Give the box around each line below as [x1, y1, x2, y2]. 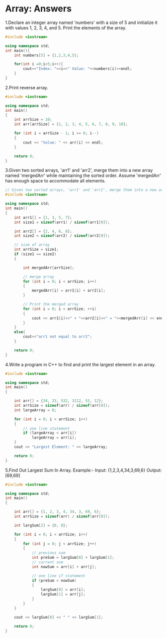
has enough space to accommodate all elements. [5, 178, 106, 184]
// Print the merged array [23, 302, 79, 307]
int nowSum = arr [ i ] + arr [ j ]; [31, 564, 97, 569]
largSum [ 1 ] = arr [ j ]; [40, 592, 85, 597]
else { [14, 329, 26, 334]
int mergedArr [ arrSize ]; [23, 265, 75, 270]
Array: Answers [5, 3, 72, 14]
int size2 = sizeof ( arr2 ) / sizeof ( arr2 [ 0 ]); [14, 233, 110, 238]
